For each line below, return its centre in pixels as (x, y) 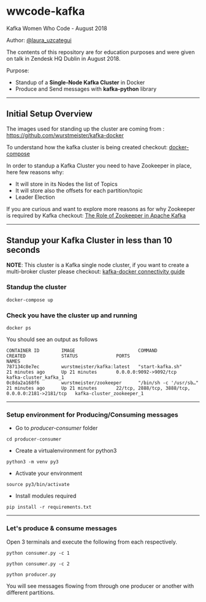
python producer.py (31, 574)
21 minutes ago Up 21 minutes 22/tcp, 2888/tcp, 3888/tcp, (98, 388)
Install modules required (46, 496)
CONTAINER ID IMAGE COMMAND (82, 351)
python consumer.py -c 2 (38, 564)
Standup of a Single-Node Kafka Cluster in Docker (80, 82)
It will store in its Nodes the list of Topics (66, 184)
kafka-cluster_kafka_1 (35, 378)
